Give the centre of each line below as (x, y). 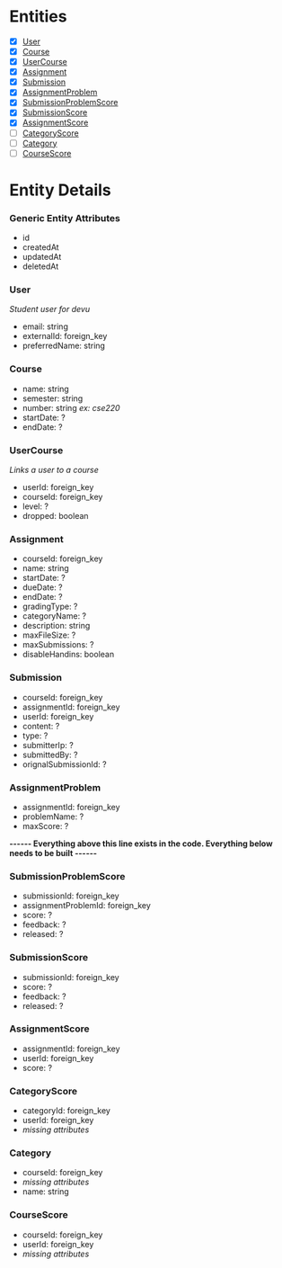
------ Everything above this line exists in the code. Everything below (141, 844)
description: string (56, 626)
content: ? (41, 726)
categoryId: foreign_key (66, 1111)
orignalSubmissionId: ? (64, 764)
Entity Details (61, 190)
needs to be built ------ (53, 853)
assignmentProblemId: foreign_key (86, 906)
